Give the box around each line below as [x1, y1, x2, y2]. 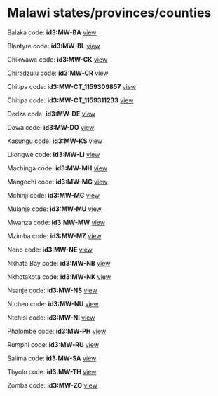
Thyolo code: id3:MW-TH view [7, 367, 97, 376]
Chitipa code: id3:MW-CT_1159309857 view [7, 82, 137, 90]
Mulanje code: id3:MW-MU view [7, 205, 102, 213]
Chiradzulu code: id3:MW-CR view [7, 69, 109, 77]
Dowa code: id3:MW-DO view [7, 123, 95, 131]
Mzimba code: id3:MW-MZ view [7, 231, 102, 240]
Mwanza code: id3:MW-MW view [7, 218, 105, 226]
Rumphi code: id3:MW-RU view [7, 340, 100, 348]
